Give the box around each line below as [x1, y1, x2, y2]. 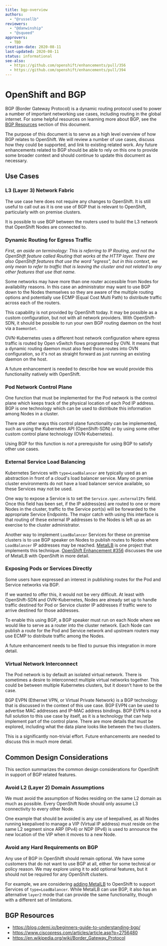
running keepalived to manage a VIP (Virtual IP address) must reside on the [5, 821, 160, 827]
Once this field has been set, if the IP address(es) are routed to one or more [5, 501, 161, 507]
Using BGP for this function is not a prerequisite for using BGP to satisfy [5, 441, 153, 447]
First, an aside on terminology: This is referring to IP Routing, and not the [5, 247, 155, 253]
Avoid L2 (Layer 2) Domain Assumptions [5, 784, 105, 791]
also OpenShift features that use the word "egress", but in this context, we [5, 258, 158, 264]
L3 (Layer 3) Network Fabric [5, 187, 75, 194]
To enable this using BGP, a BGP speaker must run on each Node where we [5, 617, 161, 623]
